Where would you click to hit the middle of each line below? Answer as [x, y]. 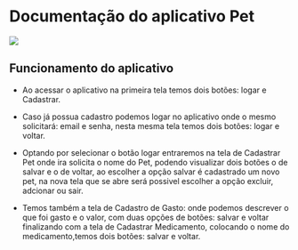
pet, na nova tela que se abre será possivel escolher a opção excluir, [148, 181]
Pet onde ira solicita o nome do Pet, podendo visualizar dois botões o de [155, 162]
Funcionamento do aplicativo [92, 69]
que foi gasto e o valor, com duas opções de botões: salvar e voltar [145, 217]
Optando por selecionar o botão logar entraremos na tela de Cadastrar [151, 152]
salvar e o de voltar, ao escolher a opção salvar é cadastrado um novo [151, 172]
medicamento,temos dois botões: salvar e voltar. [111, 236]
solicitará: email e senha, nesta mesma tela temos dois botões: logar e [151, 125]
